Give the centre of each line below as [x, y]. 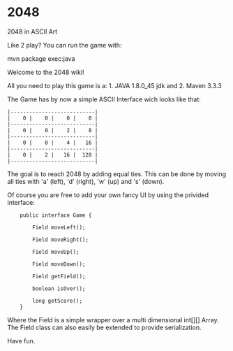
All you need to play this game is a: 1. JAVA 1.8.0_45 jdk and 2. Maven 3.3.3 [114, 85]
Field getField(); [59, 276]
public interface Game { [56, 215]
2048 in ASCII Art [32, 31]
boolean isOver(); [59, 288]
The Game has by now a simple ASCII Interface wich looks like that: [104, 99]
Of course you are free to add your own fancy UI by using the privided [108, 195]
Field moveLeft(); [59, 227]
